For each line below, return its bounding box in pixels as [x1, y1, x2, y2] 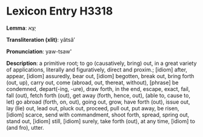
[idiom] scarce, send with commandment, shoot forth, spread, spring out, [6, 111, 190, 118]
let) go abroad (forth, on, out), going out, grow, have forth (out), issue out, [6, 98, 190, 105]
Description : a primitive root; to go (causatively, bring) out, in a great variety [6, 59, 197, 67]
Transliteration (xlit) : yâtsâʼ [6, 36, 75, 43]
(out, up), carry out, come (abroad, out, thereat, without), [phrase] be [6, 79, 179, 86]
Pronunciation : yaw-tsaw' [6, 47, 72, 55]
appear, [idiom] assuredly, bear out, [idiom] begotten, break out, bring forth [6, 72, 195, 79]
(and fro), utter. [6, 124, 44, 131]
